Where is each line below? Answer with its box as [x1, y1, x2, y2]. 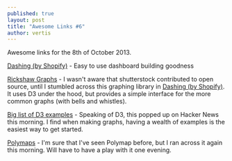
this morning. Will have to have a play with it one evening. [7, 146, 172, 154]
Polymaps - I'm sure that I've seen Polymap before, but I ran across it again [7, 139, 223, 147]
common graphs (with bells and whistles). [7, 97, 127, 106]
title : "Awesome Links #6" [7, 23, 85, 30]
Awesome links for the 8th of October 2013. [7, 48, 132, 57]
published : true [7, 10, 54, 17]
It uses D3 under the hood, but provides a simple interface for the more [7, 90, 211, 98]
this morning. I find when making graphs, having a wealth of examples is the [7, 118, 226, 126]
